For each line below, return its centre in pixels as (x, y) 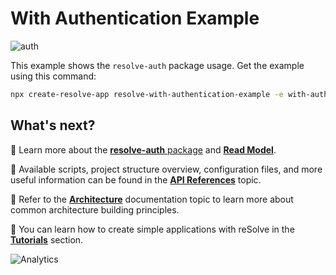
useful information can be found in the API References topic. (136, 179)
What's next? (53, 125)
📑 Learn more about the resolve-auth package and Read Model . (143, 149)
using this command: (53, 76)
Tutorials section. (47, 239)
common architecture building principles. (95, 209)
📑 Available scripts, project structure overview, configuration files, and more (166, 169)
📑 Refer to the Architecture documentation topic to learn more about (152, 199)
